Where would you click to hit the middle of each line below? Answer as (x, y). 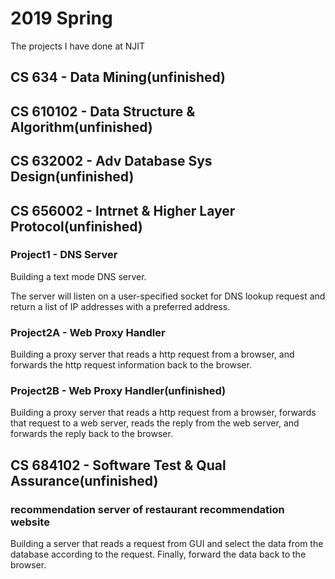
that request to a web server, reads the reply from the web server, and (155, 423)
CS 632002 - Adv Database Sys (111, 161)
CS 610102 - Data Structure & (103, 111)
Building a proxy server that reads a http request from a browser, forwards (163, 413)
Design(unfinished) (72, 177)
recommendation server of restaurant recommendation (147, 509)
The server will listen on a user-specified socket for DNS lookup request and (168, 296)
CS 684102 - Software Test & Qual (118, 465)
